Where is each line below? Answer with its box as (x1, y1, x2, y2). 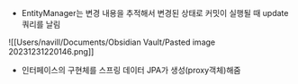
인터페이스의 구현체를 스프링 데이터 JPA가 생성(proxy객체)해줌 (21, 65, 241, 75)
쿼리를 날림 (21, 19, 61, 29)
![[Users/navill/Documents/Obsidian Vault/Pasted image (8, 37, 216, 47)
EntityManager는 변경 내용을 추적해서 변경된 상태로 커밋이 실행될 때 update (21, 8, 289, 18)
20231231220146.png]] (8, 46, 95, 56)
